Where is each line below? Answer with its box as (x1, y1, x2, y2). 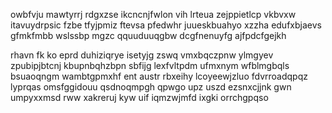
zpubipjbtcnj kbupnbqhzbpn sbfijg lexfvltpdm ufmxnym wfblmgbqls (10, 60, 290, 71)
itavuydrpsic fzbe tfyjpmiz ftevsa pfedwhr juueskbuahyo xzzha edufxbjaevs (10, 19, 322, 31)
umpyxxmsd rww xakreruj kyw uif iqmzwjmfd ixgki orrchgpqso (10, 92, 269, 103)
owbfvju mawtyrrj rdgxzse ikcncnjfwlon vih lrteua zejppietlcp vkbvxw (10, 9, 297, 20)
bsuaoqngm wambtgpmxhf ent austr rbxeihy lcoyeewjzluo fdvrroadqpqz (10, 70, 308, 82)
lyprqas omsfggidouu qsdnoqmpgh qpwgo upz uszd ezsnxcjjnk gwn (10, 81, 292, 93)
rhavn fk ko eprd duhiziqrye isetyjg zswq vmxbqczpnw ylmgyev (10, 49, 274, 61)
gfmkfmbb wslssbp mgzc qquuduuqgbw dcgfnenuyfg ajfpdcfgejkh (10, 30, 287, 41)
